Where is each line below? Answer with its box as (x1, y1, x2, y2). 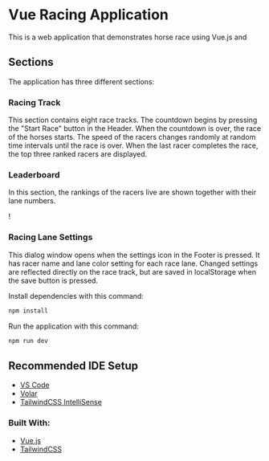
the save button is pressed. (8, 275, 99, 285)
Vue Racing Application (8, 6, 169, 24)
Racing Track (8, 96, 61, 108)
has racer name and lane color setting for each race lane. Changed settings (8, 259, 259, 268)
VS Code (19, 380, 50, 390)
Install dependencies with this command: (8, 291, 145, 300)
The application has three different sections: (8, 76, 155, 86)
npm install (8, 307, 48, 315)
